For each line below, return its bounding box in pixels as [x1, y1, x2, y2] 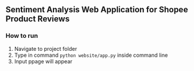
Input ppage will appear [14, 57, 73, 64]
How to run [5, 32, 38, 40]
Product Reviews [5, 14, 70, 24]
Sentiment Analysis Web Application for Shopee [5, 5, 189, 15]
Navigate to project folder [14, 45, 77, 52]
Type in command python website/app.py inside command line [14, 51, 168, 59]
